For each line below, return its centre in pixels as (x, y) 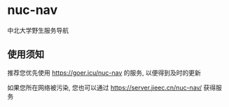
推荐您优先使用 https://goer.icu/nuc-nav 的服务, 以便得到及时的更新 (104, 73)
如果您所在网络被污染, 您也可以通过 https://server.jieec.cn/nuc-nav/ (105, 87)
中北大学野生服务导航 (38, 30)
